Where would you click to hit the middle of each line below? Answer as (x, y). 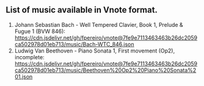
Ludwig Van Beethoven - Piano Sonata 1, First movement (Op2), (95, 51)
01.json (24, 76)
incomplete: (29, 57)
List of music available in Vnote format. (82, 10)
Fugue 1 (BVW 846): (40, 31)
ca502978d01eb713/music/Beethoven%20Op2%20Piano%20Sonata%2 (105, 70)
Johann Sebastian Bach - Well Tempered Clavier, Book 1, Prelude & (99, 24)
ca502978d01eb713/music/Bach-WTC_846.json (75, 44)
